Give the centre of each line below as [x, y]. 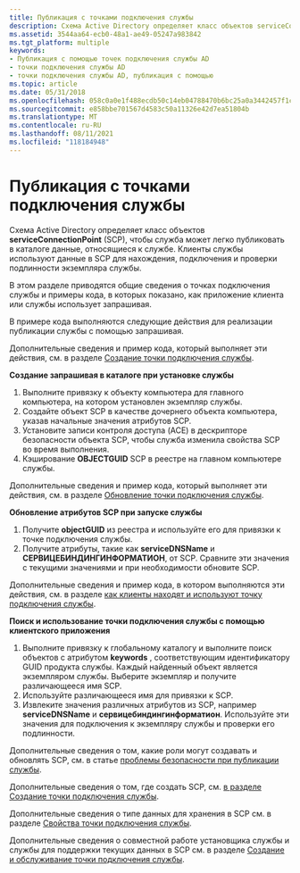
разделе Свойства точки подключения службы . [100, 823]
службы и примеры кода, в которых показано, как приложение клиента [146, 295]
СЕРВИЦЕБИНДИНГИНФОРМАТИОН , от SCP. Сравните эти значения [156, 558]
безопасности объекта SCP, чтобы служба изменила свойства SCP [151, 439]
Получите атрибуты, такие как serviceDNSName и [119, 548]
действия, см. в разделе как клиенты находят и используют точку [136, 594]
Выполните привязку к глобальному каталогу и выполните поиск [147, 647]
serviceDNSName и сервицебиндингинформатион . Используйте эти [155, 714]
